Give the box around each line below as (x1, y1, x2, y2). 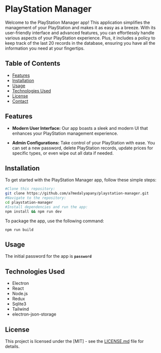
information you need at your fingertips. (5, 45, 85, 51)
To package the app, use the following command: (5, 218, 105, 224)
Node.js (12, 291, 28, 297)
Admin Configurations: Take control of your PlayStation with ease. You (12, 140, 156, 145)
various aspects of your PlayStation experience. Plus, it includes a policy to (5, 35, 156, 41)
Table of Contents (5, 59, 61, 68)
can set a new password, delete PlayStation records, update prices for (12, 145, 153, 151)
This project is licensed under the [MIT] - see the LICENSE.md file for (5, 338, 144, 344)
